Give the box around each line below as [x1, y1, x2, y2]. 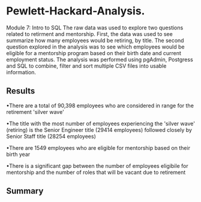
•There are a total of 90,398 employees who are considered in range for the [6, 102, 194, 109]
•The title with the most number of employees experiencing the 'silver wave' [6, 120, 195, 127]
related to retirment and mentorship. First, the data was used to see [6, 30, 173, 37]
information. [6, 68, 37, 76]
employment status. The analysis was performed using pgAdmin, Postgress [6, 56, 193, 63]
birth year [6, 150, 31, 158]
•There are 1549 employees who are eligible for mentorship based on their [6, 144, 191, 151]
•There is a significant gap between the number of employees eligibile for [6, 162, 188, 169]
